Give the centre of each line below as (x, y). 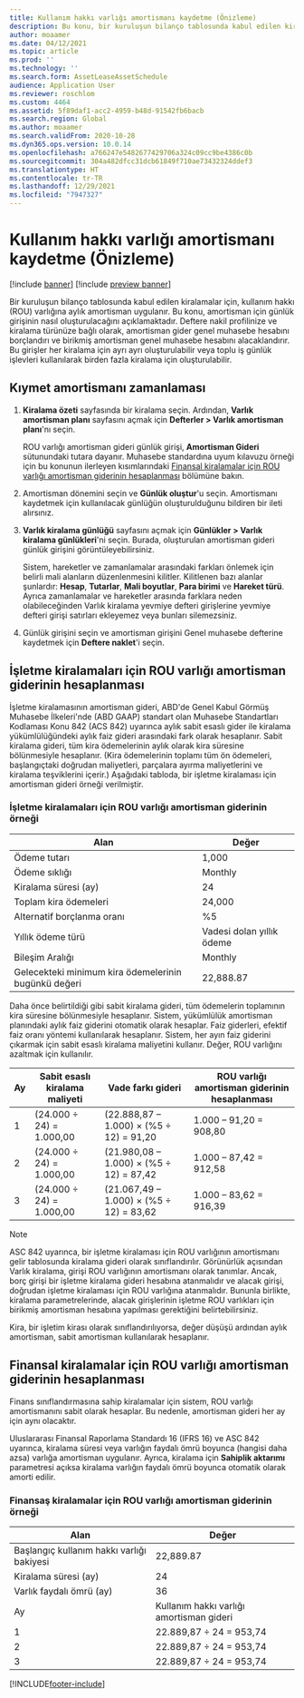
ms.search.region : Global (58, 119)
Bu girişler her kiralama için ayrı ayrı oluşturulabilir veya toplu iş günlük (141, 349)
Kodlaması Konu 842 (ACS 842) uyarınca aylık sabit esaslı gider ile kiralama (150, 726)
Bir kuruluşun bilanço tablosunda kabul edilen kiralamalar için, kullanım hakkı (152, 301)
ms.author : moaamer (46, 128)
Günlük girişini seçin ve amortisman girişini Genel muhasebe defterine (152, 632)
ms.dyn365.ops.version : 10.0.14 (70, 144)
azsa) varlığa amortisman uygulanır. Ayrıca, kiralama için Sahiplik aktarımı (147, 1458)
